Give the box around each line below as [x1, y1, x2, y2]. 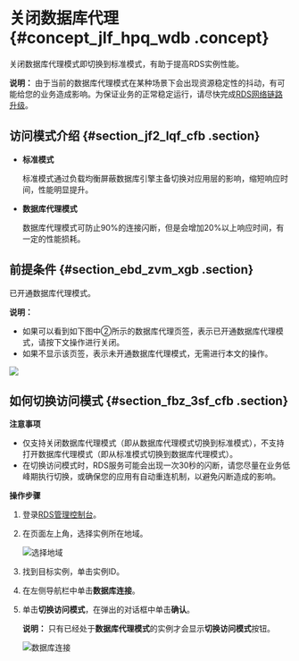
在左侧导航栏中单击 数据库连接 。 [21, 585, 140, 596]
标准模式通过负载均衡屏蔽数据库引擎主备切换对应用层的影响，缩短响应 [21, 173, 281, 183]
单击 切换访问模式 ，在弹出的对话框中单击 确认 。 [21, 605, 195, 615]
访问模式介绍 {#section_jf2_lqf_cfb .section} [9, 129, 261, 144]
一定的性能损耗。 [21, 233, 86, 244]
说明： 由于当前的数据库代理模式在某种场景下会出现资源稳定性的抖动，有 [9, 77, 278, 88]
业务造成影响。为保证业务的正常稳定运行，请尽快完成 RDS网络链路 [39, 89, 284, 99]
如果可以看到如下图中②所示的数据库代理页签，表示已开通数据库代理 [21, 326, 277, 336]
